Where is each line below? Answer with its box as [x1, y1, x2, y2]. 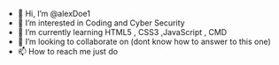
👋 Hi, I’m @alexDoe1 [17, 9, 91, 18]
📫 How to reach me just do [17, 47, 118, 56]
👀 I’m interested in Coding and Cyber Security [17, 18, 185, 28]
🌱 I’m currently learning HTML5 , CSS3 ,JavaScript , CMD [17, 27, 228, 37]
